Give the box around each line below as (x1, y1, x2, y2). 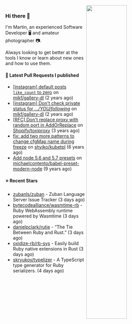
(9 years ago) (43, 166, 72, 172)
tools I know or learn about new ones (5, 55, 84, 61)
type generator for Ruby (12, 262, 64, 268)
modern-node (12, 166, 43, 172)
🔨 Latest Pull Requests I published (5, 72, 80, 78)
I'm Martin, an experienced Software (5, 24, 83, 30)
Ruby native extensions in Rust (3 (12, 245, 84, 251)
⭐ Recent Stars (5, 177, 38, 184)
